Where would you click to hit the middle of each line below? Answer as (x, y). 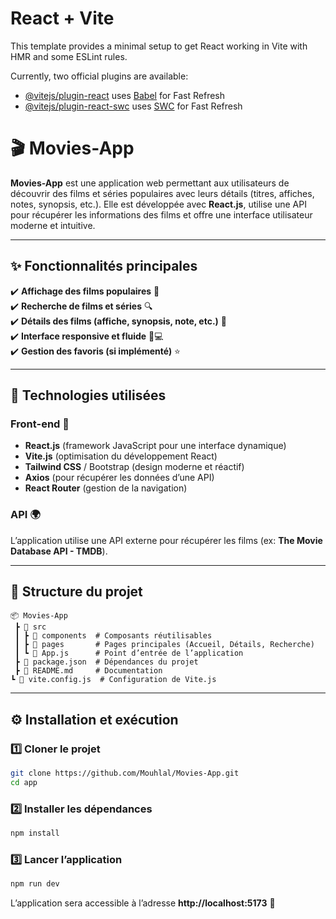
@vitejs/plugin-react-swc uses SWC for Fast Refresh (133, 106)
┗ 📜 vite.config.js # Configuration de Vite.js (113, 680)
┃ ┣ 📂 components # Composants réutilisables (113, 636)
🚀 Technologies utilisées (88, 395)
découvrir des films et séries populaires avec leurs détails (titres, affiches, (162, 193)
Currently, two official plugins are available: (99, 76)
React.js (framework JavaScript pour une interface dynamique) (155, 446)
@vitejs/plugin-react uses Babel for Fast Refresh (125, 95)
